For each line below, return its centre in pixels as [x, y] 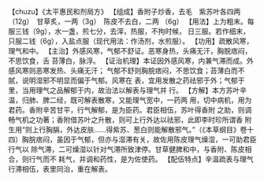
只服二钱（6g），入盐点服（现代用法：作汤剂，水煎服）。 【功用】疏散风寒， [131, 41]
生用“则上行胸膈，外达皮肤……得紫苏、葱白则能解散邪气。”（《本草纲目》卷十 [131, 129]
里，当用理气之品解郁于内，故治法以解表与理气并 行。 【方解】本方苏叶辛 [127, 90]
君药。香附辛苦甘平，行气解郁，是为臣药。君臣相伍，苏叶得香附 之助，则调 [130, 110]
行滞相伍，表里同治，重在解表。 [60, 169]
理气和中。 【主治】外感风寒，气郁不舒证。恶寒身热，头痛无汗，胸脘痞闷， [130, 51]
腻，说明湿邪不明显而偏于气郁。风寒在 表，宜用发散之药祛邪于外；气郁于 [126, 80]
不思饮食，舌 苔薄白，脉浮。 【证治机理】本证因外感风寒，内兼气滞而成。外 [131, 61]
